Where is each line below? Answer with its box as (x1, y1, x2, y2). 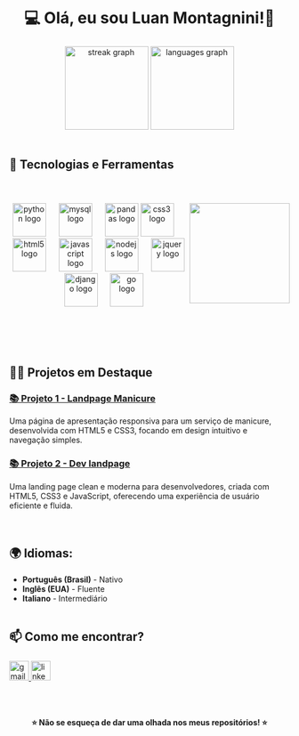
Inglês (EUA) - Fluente (21, 583, 105, 594)
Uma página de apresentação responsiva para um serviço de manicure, (9, 416, 271, 426)
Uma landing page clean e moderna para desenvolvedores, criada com (9, 481, 270, 491)
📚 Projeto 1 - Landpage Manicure (9, 392, 156, 405)
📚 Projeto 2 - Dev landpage (9, 457, 131, 470)
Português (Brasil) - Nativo (21, 574, 123, 585)
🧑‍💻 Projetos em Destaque (9, 365, 153, 380)
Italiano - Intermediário (21, 593, 109, 603)
